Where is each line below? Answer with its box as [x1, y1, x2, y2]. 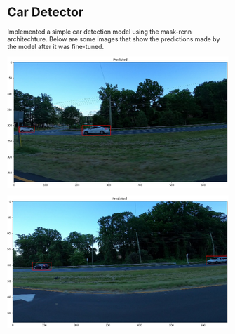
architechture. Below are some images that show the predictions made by [7, 34, 220, 43]
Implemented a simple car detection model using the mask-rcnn [7, 27, 192, 36]
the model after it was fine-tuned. [7, 42, 104, 51]
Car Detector [7, 4, 84, 20]
